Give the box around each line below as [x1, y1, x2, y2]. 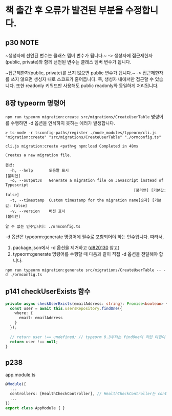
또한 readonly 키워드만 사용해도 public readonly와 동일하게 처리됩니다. [16, 82, 159, 89]
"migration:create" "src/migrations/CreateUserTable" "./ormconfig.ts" [5, 134, 161, 140]
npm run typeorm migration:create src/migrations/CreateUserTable [5, 114, 150, 119]
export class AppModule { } [5, 405, 66, 410]
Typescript [5, 182, 29, 188]
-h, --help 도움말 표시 [10, 168, 69, 173]
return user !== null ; [10, 339, 58, 344]
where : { [14, 310, 33, 316]
